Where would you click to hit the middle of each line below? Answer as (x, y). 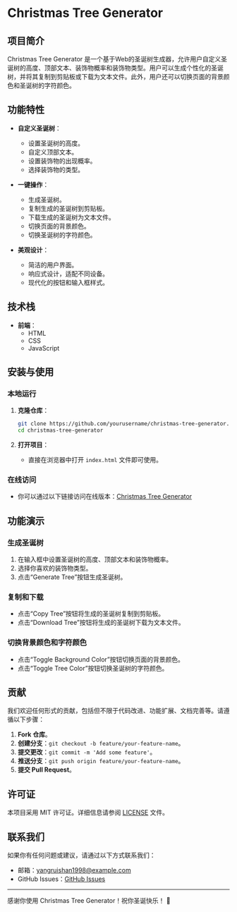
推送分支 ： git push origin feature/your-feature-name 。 (101, 761)
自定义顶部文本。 (53, 152)
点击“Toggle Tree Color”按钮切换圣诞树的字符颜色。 (93, 668)
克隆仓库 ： (33, 411)
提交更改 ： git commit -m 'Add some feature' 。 (87, 752)
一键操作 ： (33, 184)
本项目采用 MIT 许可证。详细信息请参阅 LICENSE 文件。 (88, 813)
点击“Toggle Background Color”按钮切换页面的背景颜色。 (101, 659)
